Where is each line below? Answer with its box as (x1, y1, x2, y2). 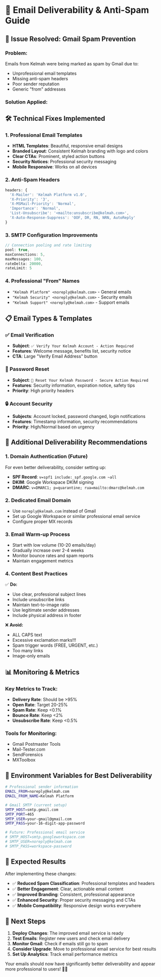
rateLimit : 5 (5, 266, 32, 271)
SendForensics (12, 752, 43, 758)
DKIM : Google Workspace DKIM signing (12, 479, 94, 485)
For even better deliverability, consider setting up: (5, 464, 106, 470)
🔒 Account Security (5, 400, 53, 407)
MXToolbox (12, 757, 36, 763)
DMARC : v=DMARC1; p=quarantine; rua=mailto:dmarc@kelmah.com (12, 484, 145, 490)
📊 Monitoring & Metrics (5, 668, 80, 676)
